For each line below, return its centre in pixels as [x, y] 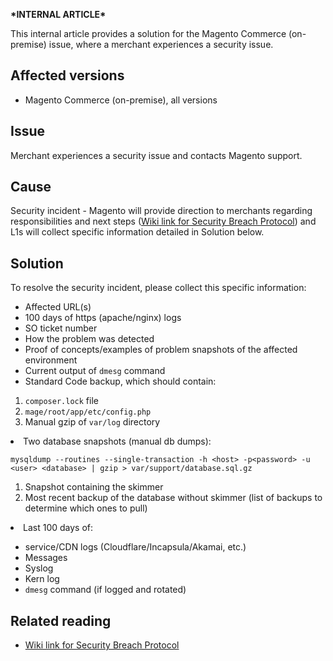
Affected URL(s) [58, 307]
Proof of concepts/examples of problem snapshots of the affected [161, 350]
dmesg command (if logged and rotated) [105, 590]
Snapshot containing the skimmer [94, 487]
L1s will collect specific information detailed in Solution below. [137, 232]
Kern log [42, 579]
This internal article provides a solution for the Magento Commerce [148, 33]
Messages [46, 558]
